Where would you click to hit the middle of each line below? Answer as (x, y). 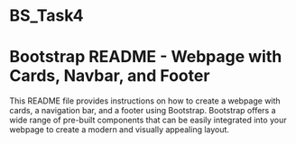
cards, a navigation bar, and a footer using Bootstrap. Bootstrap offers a (143, 111)
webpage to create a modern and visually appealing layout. (120, 130)
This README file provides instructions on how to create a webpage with (145, 101)
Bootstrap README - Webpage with (146, 57)
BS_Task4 (46, 16)
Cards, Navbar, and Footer (110, 76)
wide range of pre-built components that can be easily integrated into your (148, 120)
